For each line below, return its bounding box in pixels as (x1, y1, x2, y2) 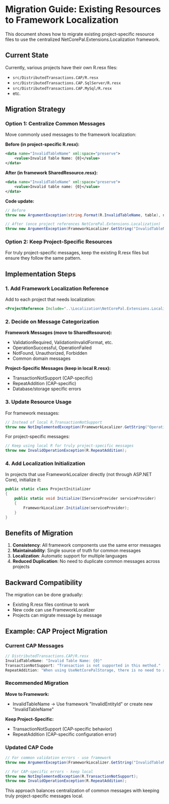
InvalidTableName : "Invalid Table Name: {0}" (5, 658, 102, 663)
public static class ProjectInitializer (5, 487, 92, 492)
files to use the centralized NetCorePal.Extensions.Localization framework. (5, 36, 160, 42)
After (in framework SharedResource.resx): (5, 170, 98, 176)
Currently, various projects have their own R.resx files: (5, 64, 118, 70)
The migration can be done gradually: (5, 592, 83, 598)
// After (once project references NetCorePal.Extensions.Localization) (5, 221, 161, 227)
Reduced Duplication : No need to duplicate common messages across (12, 558, 160, 564)
